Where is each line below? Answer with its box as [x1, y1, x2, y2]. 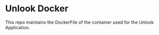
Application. [5, 24, 30, 30]
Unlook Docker [5, 3, 69, 14]
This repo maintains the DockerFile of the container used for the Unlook [5, 19, 154, 25]
